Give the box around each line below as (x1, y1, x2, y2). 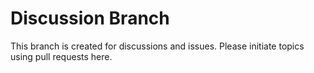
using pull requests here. (10, 50, 113, 62)
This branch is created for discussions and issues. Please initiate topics (10, 40, 305, 52)
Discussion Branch (10, 7, 170, 30)
